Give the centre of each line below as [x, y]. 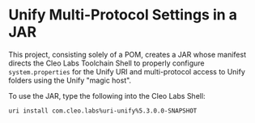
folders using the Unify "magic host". [70, 80]
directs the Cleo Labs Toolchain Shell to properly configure [106, 63]
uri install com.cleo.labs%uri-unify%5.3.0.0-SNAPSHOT [103, 111]
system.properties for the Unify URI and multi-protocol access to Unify [127, 71]
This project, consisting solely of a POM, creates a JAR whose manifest [127, 54]
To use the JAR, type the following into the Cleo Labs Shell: [107, 95]
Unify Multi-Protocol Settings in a [123, 15]
